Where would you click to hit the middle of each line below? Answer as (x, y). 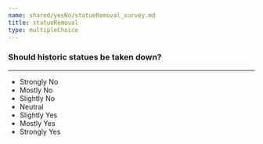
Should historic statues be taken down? (85, 57)
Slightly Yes (38, 115)
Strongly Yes (40, 131)
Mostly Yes (38, 123)
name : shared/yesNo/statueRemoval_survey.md (82, 15)
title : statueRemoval (43, 23)
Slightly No (37, 98)
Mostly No (36, 90)
